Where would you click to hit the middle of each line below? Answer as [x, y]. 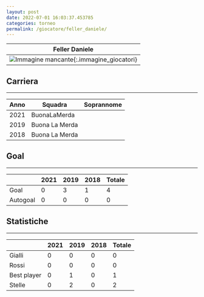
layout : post [23, 12]
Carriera [22, 81]
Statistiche [27, 221]
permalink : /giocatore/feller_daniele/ [57, 29]
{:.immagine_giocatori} [105, 60]
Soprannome [103, 105]
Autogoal [22, 200]
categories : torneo [31, 23]
